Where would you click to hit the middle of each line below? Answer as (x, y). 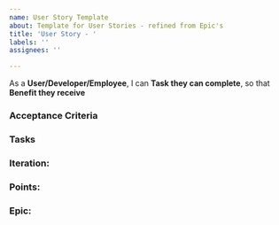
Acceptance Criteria (54, 116)
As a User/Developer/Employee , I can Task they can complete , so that (139, 83)
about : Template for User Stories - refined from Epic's (116, 26)
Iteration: (30, 163)
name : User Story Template (59, 17)
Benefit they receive (47, 93)
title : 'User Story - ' (53, 34)
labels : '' (29, 42)
